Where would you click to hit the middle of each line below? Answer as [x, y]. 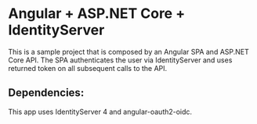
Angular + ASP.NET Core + [97, 14]
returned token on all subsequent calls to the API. [88, 68]
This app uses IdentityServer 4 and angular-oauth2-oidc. [100, 112]
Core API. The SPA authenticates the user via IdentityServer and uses [120, 60]
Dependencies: [46, 93]
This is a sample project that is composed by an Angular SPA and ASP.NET [128, 51]
